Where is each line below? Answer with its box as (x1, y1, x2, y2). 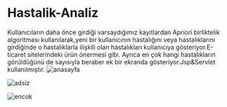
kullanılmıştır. (7, 65, 46, 73)
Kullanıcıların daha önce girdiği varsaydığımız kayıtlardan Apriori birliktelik (7, 28, 220, 36)
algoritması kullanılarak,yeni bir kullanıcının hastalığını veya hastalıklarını (7, 35, 216, 43)
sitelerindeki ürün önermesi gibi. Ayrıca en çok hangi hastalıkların (27, 50, 216, 59)
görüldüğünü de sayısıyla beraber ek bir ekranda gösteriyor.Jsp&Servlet (7, 57, 216, 66)
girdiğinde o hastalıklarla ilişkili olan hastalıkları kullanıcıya (7, 43, 174, 51)
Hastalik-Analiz (7, 5, 99, 21)
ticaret (7, 50, 26, 59)
